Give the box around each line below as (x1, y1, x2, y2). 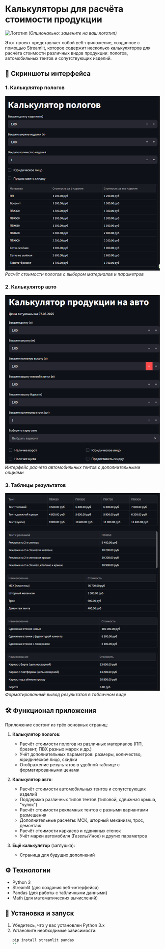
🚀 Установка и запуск (5, 909, 74, 918)
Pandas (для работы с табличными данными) (12, 890, 108, 895)
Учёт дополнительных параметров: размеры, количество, (19, 751, 142, 757)
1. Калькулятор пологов (5, 84, 65, 91)
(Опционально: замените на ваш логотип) (28, 30, 117, 36)
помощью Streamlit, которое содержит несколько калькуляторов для (5, 45, 151, 51)
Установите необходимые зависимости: (12, 927, 97, 933)
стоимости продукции (5, 14, 102, 25)
